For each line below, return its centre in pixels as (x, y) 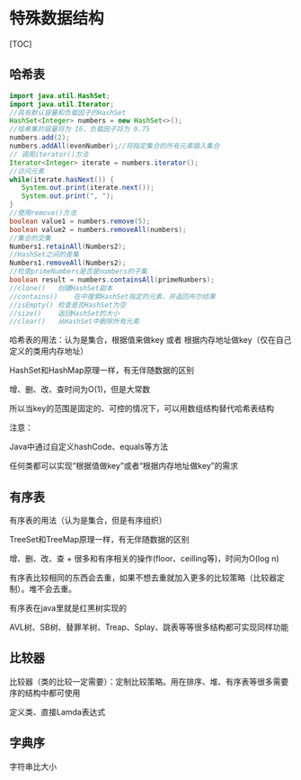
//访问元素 (27, 171)
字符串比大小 (33, 767)
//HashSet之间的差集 (44, 255)
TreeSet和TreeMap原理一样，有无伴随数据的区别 (100, 540)
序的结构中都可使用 (45, 693)
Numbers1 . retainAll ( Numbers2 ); (68, 247)
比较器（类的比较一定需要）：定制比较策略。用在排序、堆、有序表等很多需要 (149, 681)
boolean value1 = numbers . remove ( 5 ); (80, 221)
